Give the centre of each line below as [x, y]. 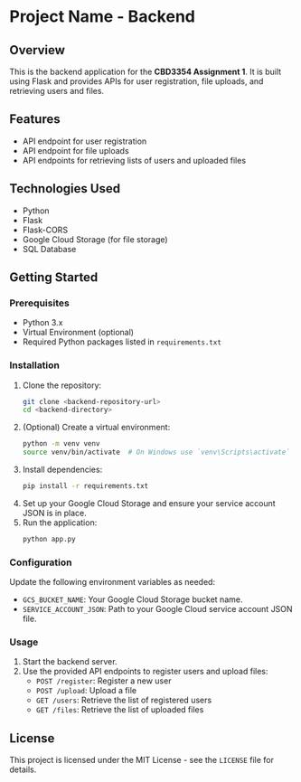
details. [23, 769]
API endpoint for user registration [85, 141]
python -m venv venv [61, 444]
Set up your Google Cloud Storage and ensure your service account [149, 503]
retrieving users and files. [57, 91]
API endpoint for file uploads [75, 150]
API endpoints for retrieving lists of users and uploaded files [134, 160]
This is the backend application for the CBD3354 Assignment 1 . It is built [146, 71]
